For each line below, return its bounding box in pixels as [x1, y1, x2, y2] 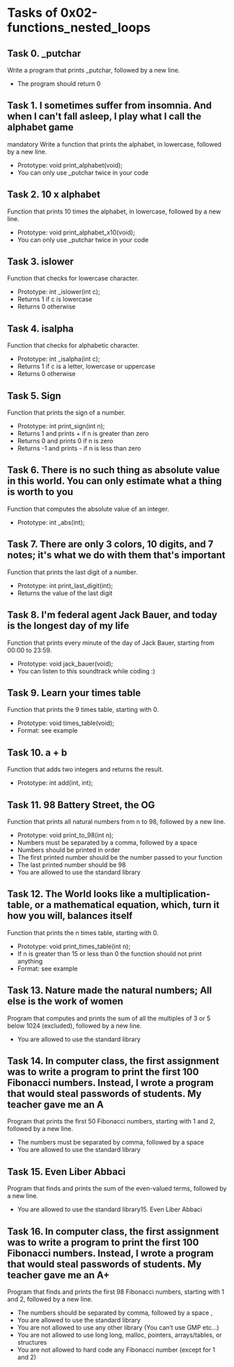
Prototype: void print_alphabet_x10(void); [17, 228, 136, 237]
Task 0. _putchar [7, 47, 81, 59]
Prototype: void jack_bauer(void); [17, 659, 114, 668]
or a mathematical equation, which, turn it [34, 899, 220, 911]
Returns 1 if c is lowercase [17, 295, 93, 304]
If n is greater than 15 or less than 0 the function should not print [17, 949, 202, 957]
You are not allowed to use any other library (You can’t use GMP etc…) [17, 1324, 219, 1331]
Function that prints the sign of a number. [7, 408, 126, 417]
